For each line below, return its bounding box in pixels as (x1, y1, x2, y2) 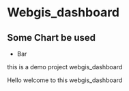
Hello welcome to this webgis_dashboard (7, 76, 123, 84)
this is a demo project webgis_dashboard (7, 63, 123, 71)
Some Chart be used (7, 32, 96, 43)
